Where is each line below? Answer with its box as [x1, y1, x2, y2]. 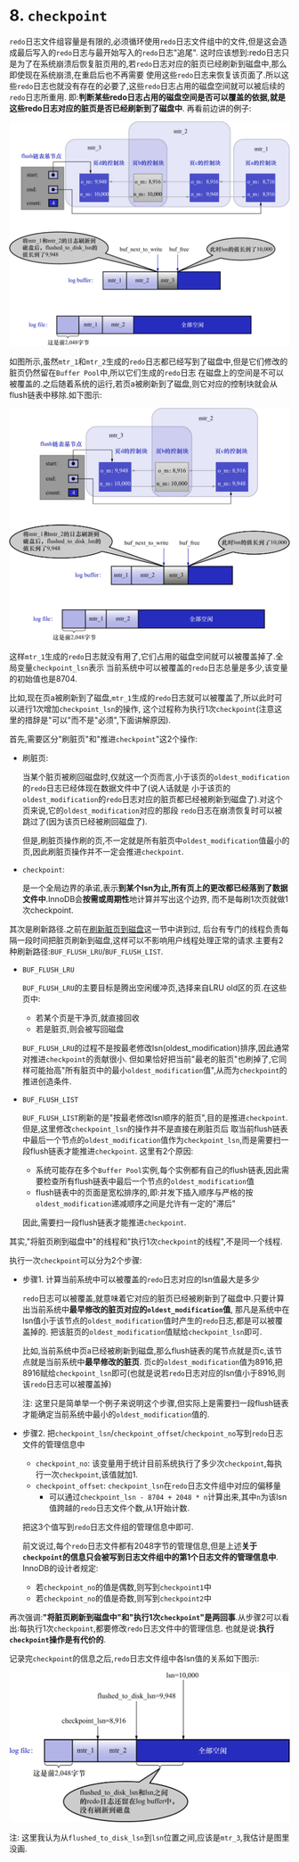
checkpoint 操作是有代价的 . [9, 1634, 107, 1645]
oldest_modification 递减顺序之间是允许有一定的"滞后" [35, 1198, 236, 1209]
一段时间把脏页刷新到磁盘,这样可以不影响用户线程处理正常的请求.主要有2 [16, 935, 284, 946]
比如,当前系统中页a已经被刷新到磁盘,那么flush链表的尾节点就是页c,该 [21, 1345, 275, 1356]
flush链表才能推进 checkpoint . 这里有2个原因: [29, 1146, 194, 1156]
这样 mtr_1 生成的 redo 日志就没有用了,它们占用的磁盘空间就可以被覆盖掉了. [9, 651, 276, 662]
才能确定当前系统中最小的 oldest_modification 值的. [21, 1409, 210, 1419]
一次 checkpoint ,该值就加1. [43, 1469, 138, 1480]
